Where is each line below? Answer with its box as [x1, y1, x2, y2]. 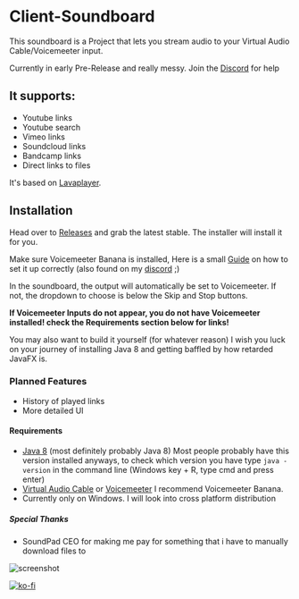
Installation [9, 203, 73, 218]
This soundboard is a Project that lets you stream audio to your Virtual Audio [9, 36, 290, 46]
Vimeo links [21, 131, 65, 142]
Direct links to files [21, 159, 91, 171]
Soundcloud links [21, 140, 87, 151]
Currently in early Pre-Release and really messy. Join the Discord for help [9, 63, 279, 73]
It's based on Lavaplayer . [9, 177, 102, 188]
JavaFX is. [9, 353, 47, 364]
